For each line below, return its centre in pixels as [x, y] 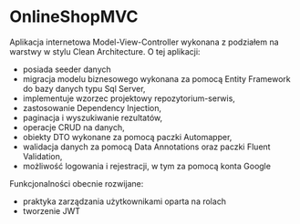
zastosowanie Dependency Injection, [92, 107]
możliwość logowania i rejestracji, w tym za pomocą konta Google [147, 166]
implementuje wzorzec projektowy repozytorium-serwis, [129, 98]
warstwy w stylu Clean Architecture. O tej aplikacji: [105, 51]
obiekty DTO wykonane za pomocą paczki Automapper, [127, 137]
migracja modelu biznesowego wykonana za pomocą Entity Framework [156, 78]
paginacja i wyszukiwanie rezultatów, [93, 117]
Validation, [42, 156]
